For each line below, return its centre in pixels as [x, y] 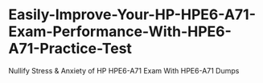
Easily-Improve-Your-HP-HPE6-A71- [132, 15]
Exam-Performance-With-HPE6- [120, 32]
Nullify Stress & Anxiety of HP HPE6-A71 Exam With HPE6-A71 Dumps [124, 70]
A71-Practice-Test [70, 49]
